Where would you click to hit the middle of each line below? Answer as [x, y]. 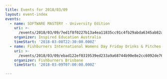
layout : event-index [27, 14]
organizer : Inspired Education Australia [57, 38]
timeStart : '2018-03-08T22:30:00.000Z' [55, 42]
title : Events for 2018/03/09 [37, 10]
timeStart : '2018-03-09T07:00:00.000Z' [55, 65]
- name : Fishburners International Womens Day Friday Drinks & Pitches [85, 46]
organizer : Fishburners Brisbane [49, 60]
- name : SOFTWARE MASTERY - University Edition [60, 23]
